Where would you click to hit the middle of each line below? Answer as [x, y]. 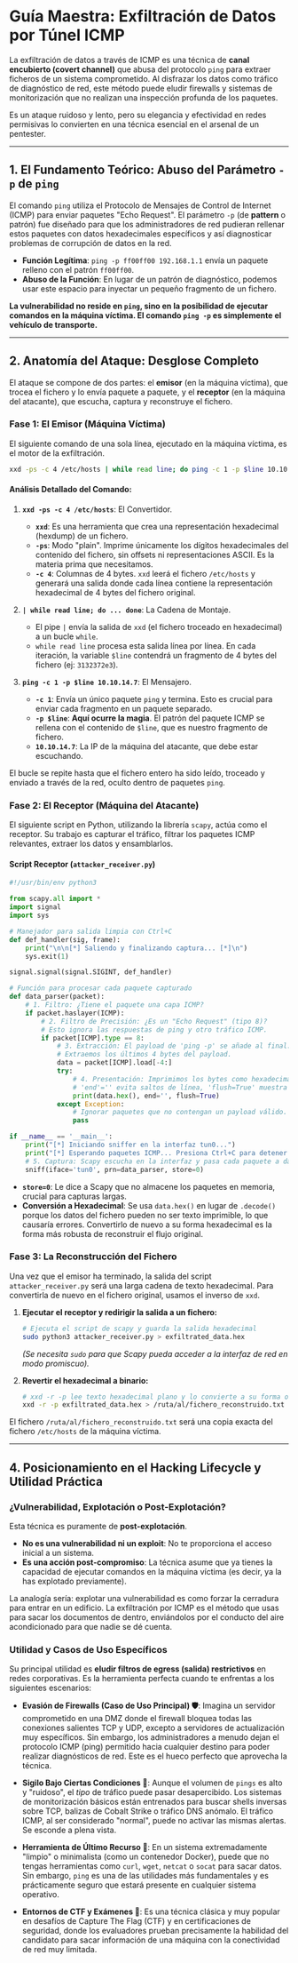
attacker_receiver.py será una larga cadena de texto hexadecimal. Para [141, 1285]
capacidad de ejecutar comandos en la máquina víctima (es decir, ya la [152, 1572]
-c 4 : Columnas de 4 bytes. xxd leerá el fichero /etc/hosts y [145, 573]
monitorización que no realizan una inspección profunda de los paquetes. [144, 97]
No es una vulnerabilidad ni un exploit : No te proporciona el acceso [147, 1544]
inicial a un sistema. [58, 1553]
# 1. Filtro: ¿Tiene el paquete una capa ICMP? [114, 1005]
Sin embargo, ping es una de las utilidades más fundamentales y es [145, 1876]
